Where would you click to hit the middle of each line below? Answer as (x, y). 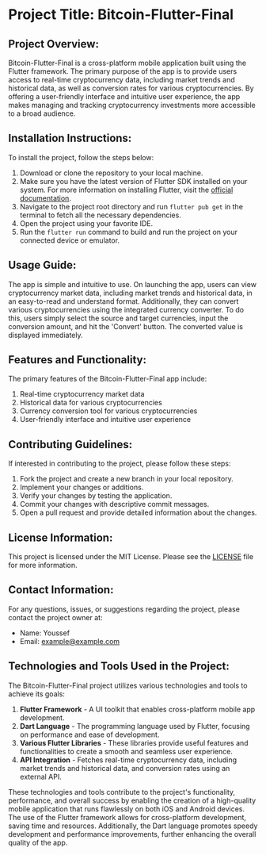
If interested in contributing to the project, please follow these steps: (120, 464)
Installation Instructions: (70, 138)
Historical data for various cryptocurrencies (91, 403)
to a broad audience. (42, 113)
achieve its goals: (37, 694)
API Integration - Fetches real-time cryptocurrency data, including (128, 760)
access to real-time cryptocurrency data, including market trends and (122, 80)
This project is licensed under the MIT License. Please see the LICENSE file (131, 557)
